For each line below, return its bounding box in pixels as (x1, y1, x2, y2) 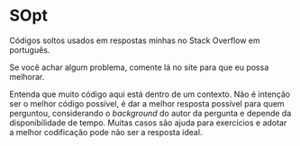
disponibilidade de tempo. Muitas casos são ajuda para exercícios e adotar (9, 117, 287, 128)
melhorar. (9, 71, 45, 82)
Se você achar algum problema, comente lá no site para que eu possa (9, 62, 269, 73)
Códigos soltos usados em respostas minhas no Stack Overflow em (9, 35, 260, 46)
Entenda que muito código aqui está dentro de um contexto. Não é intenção (9, 89, 291, 99)
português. (9, 44, 50, 55)
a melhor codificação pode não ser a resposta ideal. (9, 126, 203, 137)
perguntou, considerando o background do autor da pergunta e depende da (9, 107, 292, 118)
